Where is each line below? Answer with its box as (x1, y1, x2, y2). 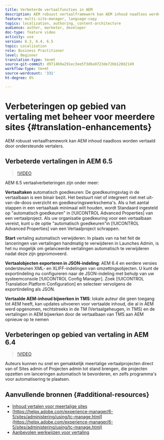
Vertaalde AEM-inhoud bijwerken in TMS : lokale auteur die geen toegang (5, 296, 155, 301)
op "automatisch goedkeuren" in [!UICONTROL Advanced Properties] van (5, 210, 153, 216)
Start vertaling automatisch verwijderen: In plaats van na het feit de (5, 235, 141, 241)
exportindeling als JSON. (5, 286, 55, 292)
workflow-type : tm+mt (5, 67, 49, 71)
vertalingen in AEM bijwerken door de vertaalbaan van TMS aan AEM (5, 311, 144, 317)
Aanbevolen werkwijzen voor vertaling (12, 429, 89, 436)
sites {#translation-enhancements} (5, 121, 152, 133)
